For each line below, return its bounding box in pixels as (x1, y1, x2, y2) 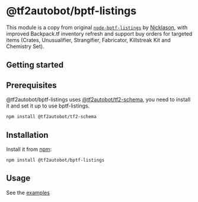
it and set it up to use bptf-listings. (6, 102, 90, 109)
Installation (6, 130, 49, 140)
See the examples (6, 189, 50, 196)
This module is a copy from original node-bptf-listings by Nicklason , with (6, 24, 188, 31)
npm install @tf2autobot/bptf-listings (6, 157, 105, 163)
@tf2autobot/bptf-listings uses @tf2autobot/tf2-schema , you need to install (6, 96, 191, 103)
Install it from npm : (6, 146, 52, 153)
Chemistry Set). (6, 43, 44, 50)
